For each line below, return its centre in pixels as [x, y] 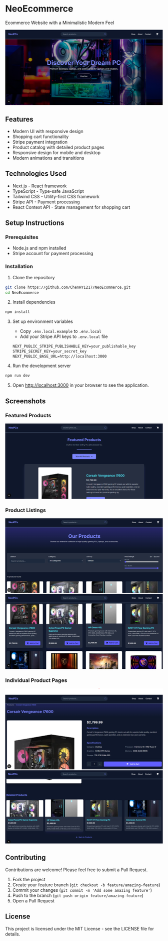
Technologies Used [36, 174]
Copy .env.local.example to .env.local [60, 331]
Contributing [25, 857]
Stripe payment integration [40, 142]
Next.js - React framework [39, 186]
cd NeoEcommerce [22, 292]
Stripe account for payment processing [53, 254]
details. [13, 934]
